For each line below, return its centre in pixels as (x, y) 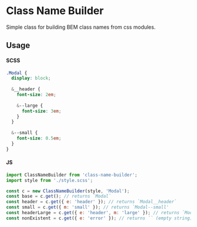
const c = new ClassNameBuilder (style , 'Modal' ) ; (68, 191)
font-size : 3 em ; (41, 111)
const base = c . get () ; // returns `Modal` (59, 196)
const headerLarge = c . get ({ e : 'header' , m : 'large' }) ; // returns (93, 213)
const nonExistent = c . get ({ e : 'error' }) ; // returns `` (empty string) (99, 218)
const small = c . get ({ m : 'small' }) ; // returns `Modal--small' (88, 207)
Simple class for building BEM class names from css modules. (81, 27)
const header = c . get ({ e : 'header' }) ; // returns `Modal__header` (91, 202)
